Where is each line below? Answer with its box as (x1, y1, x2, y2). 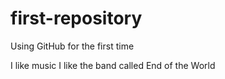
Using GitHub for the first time (10, 40, 135, 52)
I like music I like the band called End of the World (10, 59, 216, 71)
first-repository (10, 7, 143, 30)
